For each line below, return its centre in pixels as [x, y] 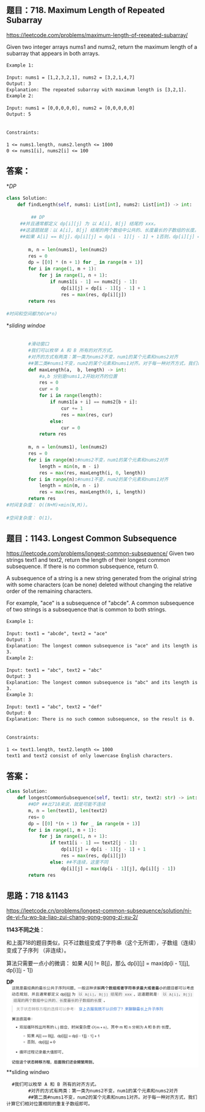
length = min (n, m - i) [69, 466]
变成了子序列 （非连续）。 [38, 950]
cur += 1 [72, 408]
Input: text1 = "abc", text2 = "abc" [54, 670]
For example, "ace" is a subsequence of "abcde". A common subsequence [100, 603]
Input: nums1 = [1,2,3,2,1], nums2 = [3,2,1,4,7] [71, 78]
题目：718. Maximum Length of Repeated [85, 10]
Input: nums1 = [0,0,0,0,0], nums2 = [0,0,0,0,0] [71, 108]
